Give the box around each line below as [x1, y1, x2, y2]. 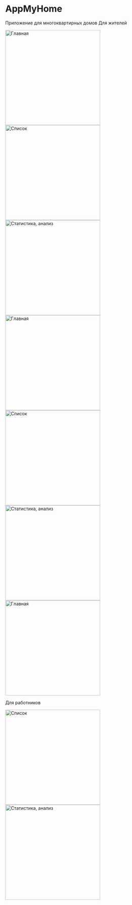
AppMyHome [5, 3, 62, 15]
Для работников [5, 699, 41, 705]
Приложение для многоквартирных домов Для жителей [5, 20, 127, 26]
